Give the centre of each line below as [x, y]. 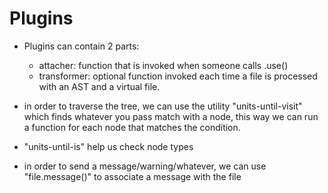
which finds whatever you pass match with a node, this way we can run [171, 116]
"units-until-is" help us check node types [108, 146]
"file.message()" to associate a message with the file [132, 176]
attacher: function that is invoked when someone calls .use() [163, 65]
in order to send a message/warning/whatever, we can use [145, 166]
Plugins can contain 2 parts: [81, 46]
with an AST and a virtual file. [99, 86]
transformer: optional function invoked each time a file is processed [178, 76]
